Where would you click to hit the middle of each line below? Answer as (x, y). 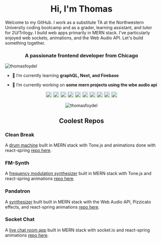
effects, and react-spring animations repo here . (52, 207)
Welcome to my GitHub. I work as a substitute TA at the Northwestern (74, 22)
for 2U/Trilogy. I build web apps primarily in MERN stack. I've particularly (78, 32)
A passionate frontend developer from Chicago (81, 55)
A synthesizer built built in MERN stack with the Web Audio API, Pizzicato (78, 202)
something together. (25, 43)
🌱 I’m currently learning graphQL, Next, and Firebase (65, 76)
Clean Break (20, 134)
